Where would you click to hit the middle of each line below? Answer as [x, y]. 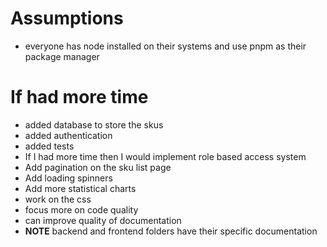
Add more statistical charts [80, 188]
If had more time [79, 97]
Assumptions [67, 18]
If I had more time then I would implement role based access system [165, 156]
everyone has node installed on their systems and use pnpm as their [165, 46]
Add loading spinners [68, 178]
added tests [49, 146]
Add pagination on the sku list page [98, 167]
